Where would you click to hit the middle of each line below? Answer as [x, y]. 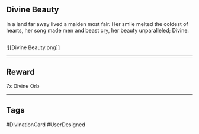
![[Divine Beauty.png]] [33, 47]
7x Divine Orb [23, 86]
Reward [21, 71]
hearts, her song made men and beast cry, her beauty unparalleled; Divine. [98, 30]
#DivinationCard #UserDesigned [46, 125]
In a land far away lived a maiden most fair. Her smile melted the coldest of [97, 24]
